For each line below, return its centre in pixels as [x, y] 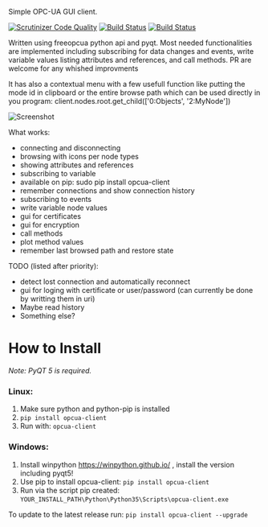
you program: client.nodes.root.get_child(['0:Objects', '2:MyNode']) [120, 101]
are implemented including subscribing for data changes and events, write [131, 51]
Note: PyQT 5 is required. [50, 370]
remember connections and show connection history [107, 191]
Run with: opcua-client [58, 426]
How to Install [55, 348]
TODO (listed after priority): [53, 266]
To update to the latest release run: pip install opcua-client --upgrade [128, 514]
